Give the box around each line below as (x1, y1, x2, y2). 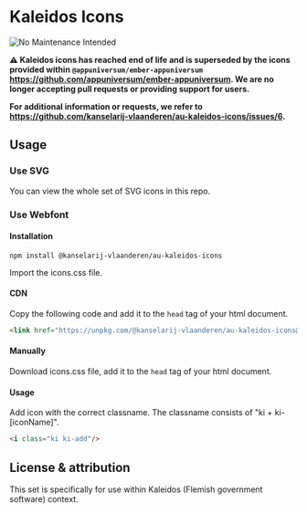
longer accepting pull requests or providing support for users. (9, 83, 249, 94)
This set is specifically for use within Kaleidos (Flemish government (9, 484, 263, 495)
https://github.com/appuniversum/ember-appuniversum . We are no (9, 73, 274, 84)
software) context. (9, 493, 79, 504)
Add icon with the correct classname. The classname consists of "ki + (9, 407, 273, 418)
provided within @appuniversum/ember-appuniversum (9, 64, 204, 75)
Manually (9, 345, 46, 357)
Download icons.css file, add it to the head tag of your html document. (9, 366, 272, 377)
